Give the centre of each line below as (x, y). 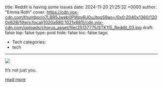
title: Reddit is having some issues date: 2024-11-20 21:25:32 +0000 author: (81, 7)
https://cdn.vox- (63, 12)
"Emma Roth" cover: (25, 12)
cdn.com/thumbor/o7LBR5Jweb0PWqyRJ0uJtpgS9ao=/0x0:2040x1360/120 (81, 17)
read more (15, 80)
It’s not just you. (21, 70)
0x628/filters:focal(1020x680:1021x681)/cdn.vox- (54, 22)
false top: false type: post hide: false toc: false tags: (57, 33)
